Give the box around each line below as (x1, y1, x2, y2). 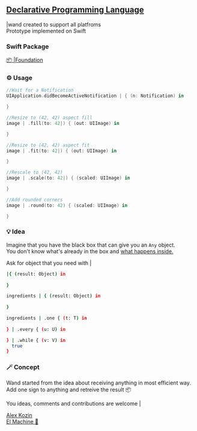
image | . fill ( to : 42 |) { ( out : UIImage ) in (6, 120, 120, 126)
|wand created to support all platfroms (6, 20, 101, 28)
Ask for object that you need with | (6, 259, 92, 266)
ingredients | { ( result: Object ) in (6, 293, 101, 299)
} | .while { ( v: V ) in (6, 337, 66, 343)
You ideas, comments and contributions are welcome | (6, 400, 141, 407)
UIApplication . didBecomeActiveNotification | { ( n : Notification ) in (6, 93, 184, 99)
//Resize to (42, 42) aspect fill (6, 115, 93, 121)
